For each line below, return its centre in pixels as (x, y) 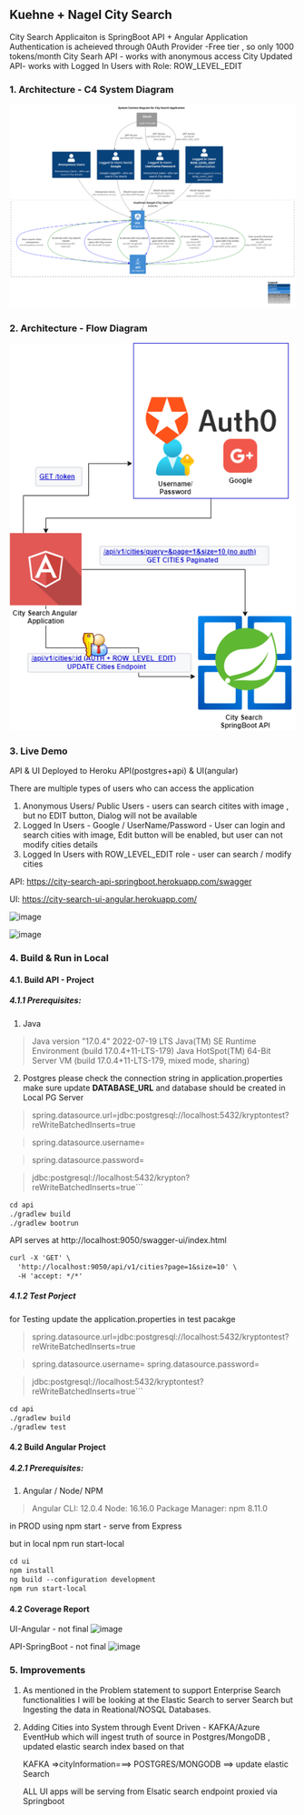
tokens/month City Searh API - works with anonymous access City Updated (151, 56)
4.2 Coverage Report (49, 1609)
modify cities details (60, 845)
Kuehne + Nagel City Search (91, 15)
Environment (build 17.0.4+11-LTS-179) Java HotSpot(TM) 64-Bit (151, 1050)
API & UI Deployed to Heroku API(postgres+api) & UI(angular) (124, 771)
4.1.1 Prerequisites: (45, 1000)
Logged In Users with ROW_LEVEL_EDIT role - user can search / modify (157, 855)
